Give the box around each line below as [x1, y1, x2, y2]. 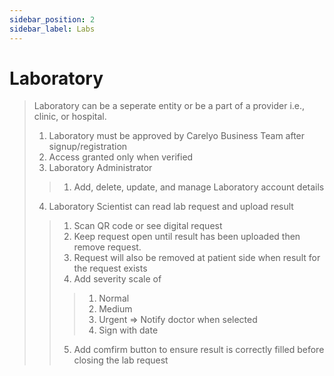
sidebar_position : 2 [9, 14, 96, 25]
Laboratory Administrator [48, 162, 153, 174]
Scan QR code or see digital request [73, 220, 223, 232]
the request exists [73, 262, 148, 275]
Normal [98, 292, 130, 305]
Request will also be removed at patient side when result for [73, 252, 321, 264]
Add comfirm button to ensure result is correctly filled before [73, 344, 325, 356]
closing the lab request [73, 354, 169, 366]
